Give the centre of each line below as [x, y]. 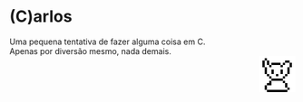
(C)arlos [41, 17]
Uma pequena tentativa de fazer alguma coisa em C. [108, 42]
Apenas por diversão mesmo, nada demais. [91, 51]
